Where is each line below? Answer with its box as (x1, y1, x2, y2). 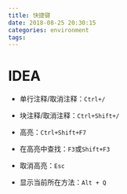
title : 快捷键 (8, 11, 51, 20)
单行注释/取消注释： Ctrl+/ (19, 94, 106, 104)
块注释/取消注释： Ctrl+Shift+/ (19, 111, 120, 120)
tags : (8, 33, 26, 42)
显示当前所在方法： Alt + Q (19, 178, 107, 187)
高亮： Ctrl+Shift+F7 (19, 127, 86, 137)
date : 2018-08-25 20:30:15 (8, 19, 96, 27)
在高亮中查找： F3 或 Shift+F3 (19, 145, 111, 154)
